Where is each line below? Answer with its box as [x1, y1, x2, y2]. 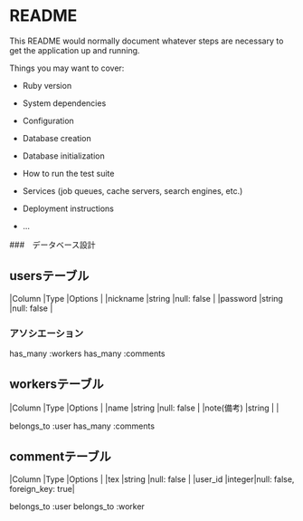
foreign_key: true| [9, 483, 75, 494]
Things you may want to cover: [9, 63, 125, 73]
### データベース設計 [9, 239, 96, 250]
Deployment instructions [22, 203, 115, 214]
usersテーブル [9, 268, 90, 284]
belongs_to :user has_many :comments [9, 420, 156, 431]
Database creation [22, 132, 92, 143]
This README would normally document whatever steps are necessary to [9, 35, 284, 46]
